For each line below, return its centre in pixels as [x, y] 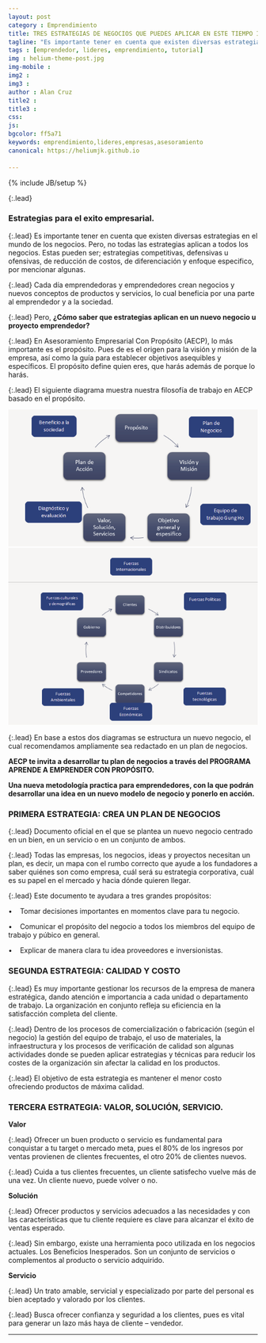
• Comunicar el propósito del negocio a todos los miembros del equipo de [132, 927]
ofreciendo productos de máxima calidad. [76, 1086]
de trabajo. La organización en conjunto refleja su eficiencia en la [115, 1005]
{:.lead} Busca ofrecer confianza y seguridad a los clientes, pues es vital [126, 1314]
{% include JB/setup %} [47, 182]
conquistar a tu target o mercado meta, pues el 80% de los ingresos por [126, 1148]
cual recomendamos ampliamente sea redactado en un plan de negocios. [128, 746]
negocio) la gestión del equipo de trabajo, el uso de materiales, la [115, 1037]
